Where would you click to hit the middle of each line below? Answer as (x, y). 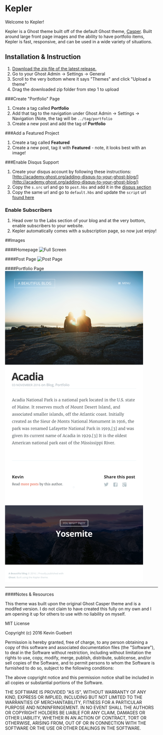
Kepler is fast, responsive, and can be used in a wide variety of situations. (79, 41)
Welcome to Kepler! (25, 22)
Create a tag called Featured (41, 142)
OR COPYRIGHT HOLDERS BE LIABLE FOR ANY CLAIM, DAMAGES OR (75, 713)
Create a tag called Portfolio (41, 108)
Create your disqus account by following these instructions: (72, 171)
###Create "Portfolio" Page (33, 99)
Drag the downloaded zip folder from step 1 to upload (65, 89)
